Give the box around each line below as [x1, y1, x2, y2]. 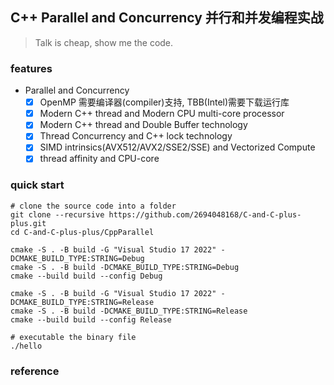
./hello [10, 341, 43, 351]
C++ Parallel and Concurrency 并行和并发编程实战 [10, 9, 324, 27]
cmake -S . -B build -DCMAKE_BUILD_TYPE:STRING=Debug [10, 262, 240, 272]
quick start [10, 178, 65, 192]
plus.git [10, 218, 47, 228]
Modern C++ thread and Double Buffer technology [39, 119, 248, 131]
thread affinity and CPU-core [39, 153, 160, 165]
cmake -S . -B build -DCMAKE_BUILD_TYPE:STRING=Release [10, 306, 248, 316]
